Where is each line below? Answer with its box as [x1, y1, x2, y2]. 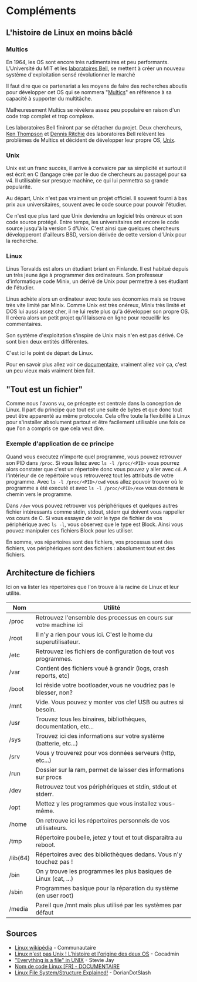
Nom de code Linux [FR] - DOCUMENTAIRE [14, 963, 120, 970]
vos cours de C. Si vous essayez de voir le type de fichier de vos [6, 514, 162, 521]
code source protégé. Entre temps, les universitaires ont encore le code [6, 219, 179, 226]
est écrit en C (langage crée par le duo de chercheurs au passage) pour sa [6, 171, 186, 178]
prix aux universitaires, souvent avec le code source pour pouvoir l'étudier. [6, 201, 186, 208]
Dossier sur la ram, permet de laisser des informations [35, 766, 185, 774]
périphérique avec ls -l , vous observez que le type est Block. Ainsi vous [6, 521, 184, 528]
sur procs [35, 773, 62, 781]
